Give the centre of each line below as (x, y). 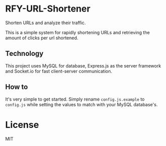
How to (17, 87)
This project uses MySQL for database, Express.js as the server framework (83, 65)
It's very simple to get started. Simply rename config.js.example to (75, 99)
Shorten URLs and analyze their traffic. (45, 23)
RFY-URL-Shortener (48, 9)
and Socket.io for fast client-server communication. (59, 71)
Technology (24, 54)
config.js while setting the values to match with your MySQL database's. (81, 104)
